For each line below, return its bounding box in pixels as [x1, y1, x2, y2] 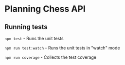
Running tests [4, 23, 48, 31]
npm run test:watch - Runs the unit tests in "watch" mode [4, 45, 120, 50]
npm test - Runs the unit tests [4, 35, 64, 41]
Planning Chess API [4, 3, 86, 15]
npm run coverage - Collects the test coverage [4, 54, 97, 60]
